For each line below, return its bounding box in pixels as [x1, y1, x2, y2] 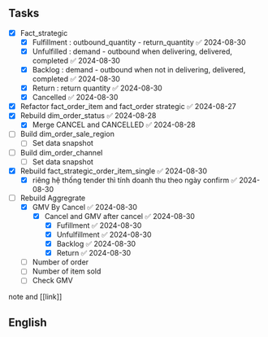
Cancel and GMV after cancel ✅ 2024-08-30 [44, 211, 195, 221]
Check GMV [32, 276, 73, 286]
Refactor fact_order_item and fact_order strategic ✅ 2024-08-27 [19, 102, 237, 112]
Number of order [32, 257, 89, 267]
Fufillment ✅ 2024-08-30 [56, 220, 142, 230]
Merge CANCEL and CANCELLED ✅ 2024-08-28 [32, 120, 197, 129]
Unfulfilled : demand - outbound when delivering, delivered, [32, 46, 233, 56]
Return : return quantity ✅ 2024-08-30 [32, 83, 162, 93]
